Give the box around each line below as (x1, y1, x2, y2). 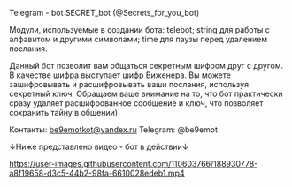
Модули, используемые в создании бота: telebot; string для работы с (9, 25, 270, 34)
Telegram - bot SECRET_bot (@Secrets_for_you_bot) (9, 8, 200, 18)
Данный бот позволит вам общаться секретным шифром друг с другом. (9, 61, 284, 71)
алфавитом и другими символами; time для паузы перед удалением (9, 34, 268, 44)
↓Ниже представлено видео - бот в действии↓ (9, 141, 189, 152)
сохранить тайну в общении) (9, 108, 118, 117)
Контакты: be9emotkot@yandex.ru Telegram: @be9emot (9, 124, 219, 135)
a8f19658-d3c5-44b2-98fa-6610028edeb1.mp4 (9, 168, 185, 178)
